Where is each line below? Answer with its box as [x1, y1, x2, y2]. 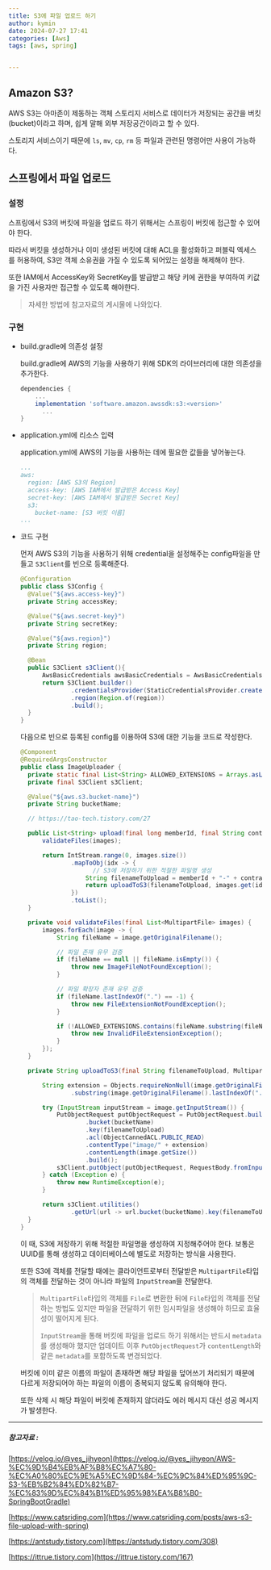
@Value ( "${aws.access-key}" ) [27, 590, 126, 598]
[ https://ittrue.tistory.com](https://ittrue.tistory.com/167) [8, 1551, 194, 1562]
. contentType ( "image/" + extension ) [85, 1141, 209, 1149]
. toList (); [71, 897, 107, 905]
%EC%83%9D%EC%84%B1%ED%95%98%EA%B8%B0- [8, 1488, 203, 1497]
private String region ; [27, 642, 107, 650]
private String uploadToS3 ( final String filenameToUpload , [27, 1066, 231, 1074]
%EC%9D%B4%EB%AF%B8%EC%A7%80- [8, 1462, 156, 1472]
